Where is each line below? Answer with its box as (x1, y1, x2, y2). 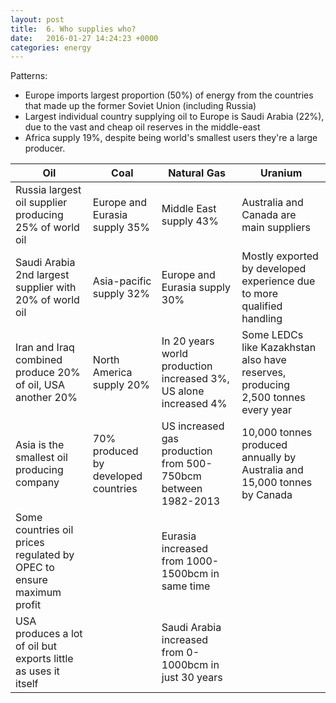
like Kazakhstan (241, 341, 317, 355)
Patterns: (10, 70, 48, 82)
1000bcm (161, 658, 209, 672)
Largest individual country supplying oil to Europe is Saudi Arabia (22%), (24, 111, 325, 123)
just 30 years (161, 671, 223, 685)
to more (241, 287, 279, 301)
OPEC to (15, 561, 55, 575)
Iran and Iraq (15, 341, 75, 355)
